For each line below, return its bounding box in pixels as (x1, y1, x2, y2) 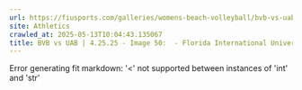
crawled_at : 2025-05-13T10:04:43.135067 (9, 30, 164, 39)
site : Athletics (9, 22, 70, 31)
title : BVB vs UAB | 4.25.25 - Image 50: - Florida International (9, 38, 268, 48)
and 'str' (9, 73, 40, 84)
